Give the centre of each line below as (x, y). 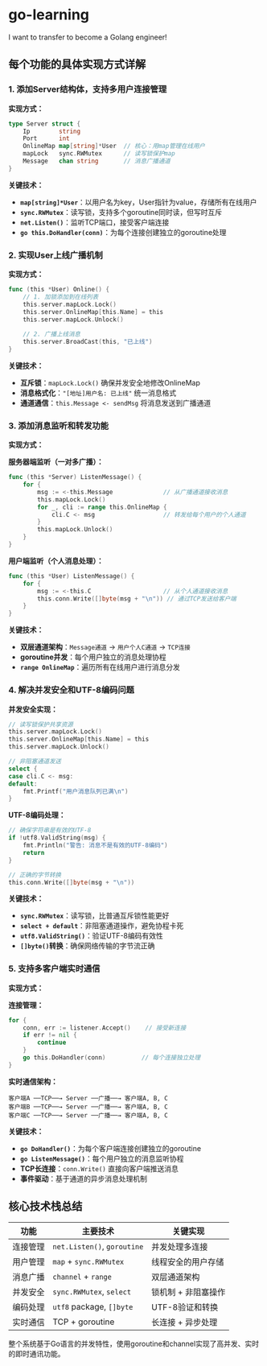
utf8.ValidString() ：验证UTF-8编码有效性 (91, 936)
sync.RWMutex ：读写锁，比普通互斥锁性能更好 (94, 916)
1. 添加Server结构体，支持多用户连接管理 (88, 89)
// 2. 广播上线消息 (51, 334)
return (34, 852)
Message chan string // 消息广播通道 (97, 161)
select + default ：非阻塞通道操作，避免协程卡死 (102, 926)
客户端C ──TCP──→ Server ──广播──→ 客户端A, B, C (88, 1115)
